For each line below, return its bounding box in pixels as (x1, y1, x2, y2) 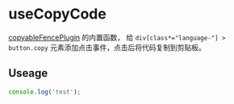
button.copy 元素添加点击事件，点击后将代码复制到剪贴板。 (8, 42, 206, 52)
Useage (8, 66, 48, 81)
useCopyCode (8, 5, 107, 23)
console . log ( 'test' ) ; (8, 88, 81, 96)
